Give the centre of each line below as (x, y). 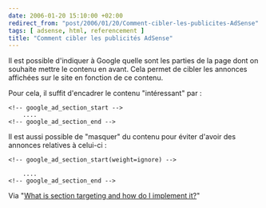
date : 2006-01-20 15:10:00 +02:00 (66, 16)
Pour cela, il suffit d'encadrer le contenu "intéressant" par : (105, 94)
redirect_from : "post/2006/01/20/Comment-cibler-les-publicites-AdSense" (134, 23)
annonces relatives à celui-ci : (58, 146)
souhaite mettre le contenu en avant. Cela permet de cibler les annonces (128, 70)
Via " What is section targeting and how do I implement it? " (104, 196)
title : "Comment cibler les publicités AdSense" (91, 38)
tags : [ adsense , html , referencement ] (77, 30)
